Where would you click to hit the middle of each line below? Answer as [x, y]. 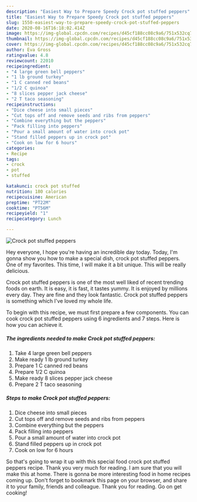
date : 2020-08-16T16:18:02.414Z [45, 28]
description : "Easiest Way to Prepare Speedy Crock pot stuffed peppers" [98, 11]
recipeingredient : [28, 66]
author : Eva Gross [28, 50]
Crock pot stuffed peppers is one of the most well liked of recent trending [95, 282]
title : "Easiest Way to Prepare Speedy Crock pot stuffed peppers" [90, 17]
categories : [21, 148]
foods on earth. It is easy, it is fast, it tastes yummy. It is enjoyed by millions [97, 288]
